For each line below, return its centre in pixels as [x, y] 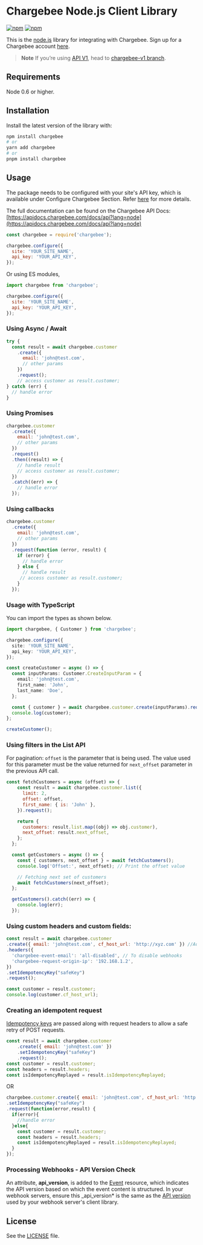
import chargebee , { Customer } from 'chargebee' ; [71, 629]
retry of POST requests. [36, 1030]
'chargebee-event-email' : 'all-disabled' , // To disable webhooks [97, 956]
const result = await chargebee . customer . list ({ [79, 788]
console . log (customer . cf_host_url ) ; [52, 995]
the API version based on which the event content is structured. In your [95, 1189]
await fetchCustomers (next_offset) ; [63, 883]
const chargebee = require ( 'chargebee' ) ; [59, 235]
